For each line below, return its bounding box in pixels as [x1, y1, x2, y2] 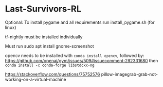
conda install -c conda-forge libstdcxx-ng [5, 63, 95, 68]
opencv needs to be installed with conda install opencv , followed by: [5, 52, 145, 58]
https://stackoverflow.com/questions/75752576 [5, 71, 100, 77]
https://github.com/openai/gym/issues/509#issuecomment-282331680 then [5, 58, 158, 63]
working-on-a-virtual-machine [5, 76, 67, 82]
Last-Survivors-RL [5, 3, 82, 14]
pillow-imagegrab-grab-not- [101, 71, 158, 77]
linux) [5, 24, 17, 30]
